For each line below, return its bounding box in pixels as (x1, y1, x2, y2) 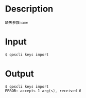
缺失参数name (5, 20, 29, 25)
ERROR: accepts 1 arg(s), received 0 (5, 88, 82, 93)
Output (5, 69, 34, 79)
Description (5, 3, 53, 14)
